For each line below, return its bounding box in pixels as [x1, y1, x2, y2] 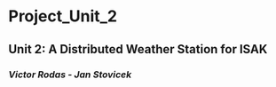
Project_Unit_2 [8, 6, 117, 27]
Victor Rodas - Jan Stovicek [8, 68, 132, 81]
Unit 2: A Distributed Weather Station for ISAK [8, 42, 268, 57]
